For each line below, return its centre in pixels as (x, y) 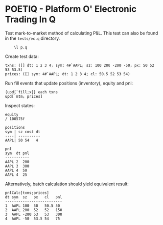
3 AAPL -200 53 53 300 (34, 214)
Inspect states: (20, 105)
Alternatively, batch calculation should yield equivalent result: (67, 184)
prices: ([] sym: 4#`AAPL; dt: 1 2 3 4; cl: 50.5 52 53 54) (68, 74)
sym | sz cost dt (23, 132)
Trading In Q (31, 19)
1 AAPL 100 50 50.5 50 (33, 206)
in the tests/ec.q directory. (33, 38)
